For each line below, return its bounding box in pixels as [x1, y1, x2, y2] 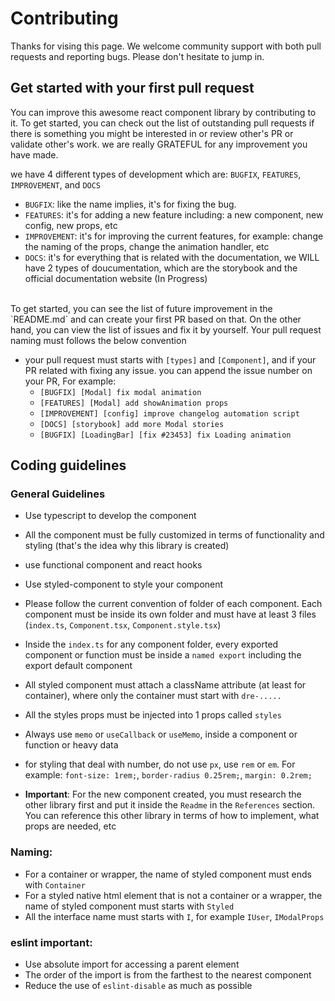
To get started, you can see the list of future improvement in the [10, 302, 273, 314]
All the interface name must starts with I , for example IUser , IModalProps [24, 910, 325, 922]
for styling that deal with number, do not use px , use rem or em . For [24, 758, 296, 771]
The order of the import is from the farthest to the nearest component [24, 969, 312, 981]
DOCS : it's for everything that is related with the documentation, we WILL [24, 251, 320, 263]
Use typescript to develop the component [24, 510, 197, 522]
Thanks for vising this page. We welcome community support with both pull [10, 40, 322, 52]
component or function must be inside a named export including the [24, 649, 302, 661]
